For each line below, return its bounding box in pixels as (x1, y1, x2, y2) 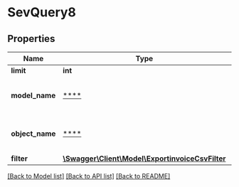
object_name (11, 129, 56, 139)
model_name (11, 90, 56, 100)
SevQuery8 (7, 4, 77, 21)
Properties (7, 33, 55, 45)
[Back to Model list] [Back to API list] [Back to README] (7, 172, 171, 180)
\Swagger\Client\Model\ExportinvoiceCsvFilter (63, 154, 226, 164)
